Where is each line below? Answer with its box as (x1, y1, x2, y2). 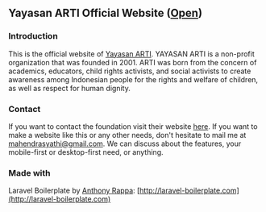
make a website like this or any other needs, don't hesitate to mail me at (8, 130, 247, 139)
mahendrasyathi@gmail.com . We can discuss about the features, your (8, 139, 242, 148)
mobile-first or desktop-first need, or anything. (8, 147, 164, 156)
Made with (8, 167, 51, 178)
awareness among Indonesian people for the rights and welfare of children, (8, 74, 259, 84)
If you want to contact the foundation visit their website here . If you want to (8, 121, 258, 131)
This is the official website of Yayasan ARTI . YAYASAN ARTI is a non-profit (8, 48, 256, 59)
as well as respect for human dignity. (8, 83, 131, 93)
